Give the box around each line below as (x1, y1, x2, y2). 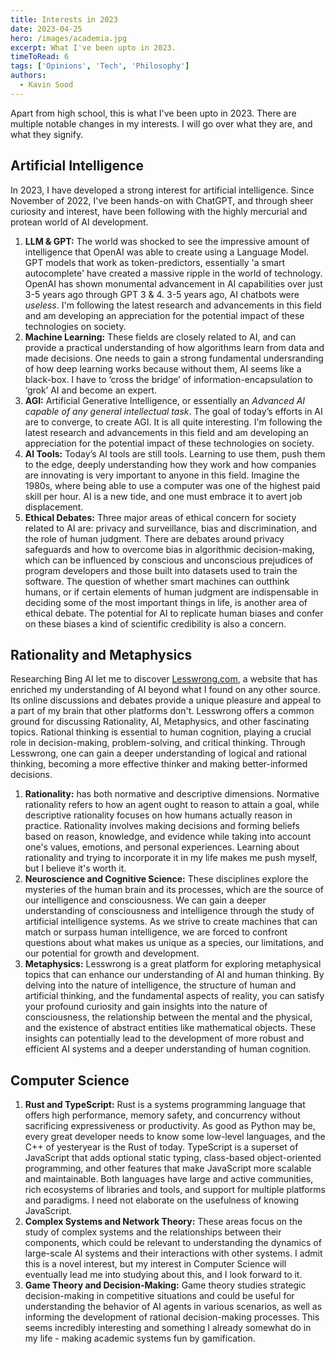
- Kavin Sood (19, 80, 74, 90)
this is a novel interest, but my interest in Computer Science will (24, 1258, 287, 1270)
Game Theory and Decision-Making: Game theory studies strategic (24, 1279, 307, 1291)
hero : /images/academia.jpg (10, 33, 128, 43)
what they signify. (10, 128, 84, 140)
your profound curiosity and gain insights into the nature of (24, 1001, 268, 1013)
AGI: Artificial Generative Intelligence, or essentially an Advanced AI (24, 394, 306, 406)
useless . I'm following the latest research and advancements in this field (24, 299, 322, 311)
